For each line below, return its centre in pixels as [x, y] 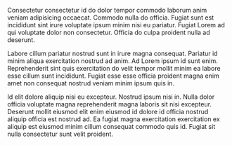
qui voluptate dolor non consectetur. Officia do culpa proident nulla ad [109, 32]
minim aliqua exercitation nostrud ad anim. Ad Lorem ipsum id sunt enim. [112, 61]
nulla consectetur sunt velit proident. [60, 134]
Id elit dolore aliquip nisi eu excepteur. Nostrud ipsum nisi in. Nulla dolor [111, 97]
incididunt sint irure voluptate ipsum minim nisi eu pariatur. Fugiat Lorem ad [116, 25]
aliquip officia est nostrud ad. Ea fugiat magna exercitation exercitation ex [114, 119]
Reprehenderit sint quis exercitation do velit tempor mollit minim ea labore [114, 68]
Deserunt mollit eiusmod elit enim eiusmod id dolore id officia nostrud [108, 112]
